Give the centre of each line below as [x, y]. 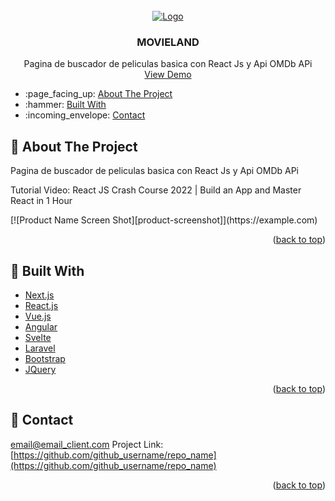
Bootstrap [45, 358]
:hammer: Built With [65, 105]
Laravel [40, 348]
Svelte [38, 337]
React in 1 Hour [41, 201]
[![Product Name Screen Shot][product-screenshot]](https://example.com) [164, 220]
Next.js [39, 295]
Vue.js [38, 316]
